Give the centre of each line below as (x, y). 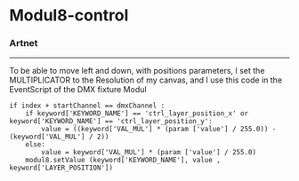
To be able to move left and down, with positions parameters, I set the (137, 71)
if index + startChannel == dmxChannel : (87, 106)
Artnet (24, 43)
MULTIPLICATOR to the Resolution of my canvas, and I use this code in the (146, 80)
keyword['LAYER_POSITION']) (61, 168)
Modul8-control (69, 16)
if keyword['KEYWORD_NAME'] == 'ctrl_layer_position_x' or (137, 114)
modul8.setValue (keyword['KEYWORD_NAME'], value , (123, 161)
